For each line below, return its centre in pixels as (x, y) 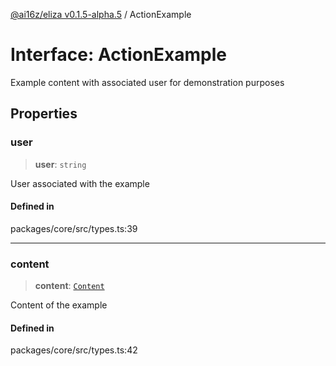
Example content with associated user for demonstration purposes (147, 82)
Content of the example (59, 305)
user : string (60, 164)
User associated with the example (80, 183)
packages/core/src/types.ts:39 (74, 228)
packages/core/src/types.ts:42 (74, 350)
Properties (44, 114)
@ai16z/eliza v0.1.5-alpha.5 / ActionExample (101, 14)
